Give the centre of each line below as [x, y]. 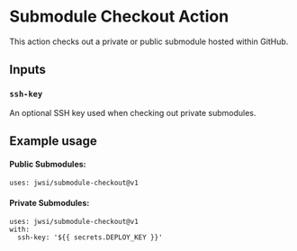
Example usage [53, 141]
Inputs [28, 70]
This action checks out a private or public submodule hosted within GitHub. [149, 41]
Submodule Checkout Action [119, 17]
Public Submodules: [48, 164]
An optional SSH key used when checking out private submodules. [133, 112]
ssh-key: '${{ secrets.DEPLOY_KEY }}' [90, 238]
